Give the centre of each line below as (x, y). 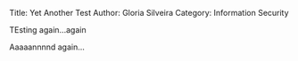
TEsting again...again (48, 30)
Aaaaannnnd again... (47, 47)
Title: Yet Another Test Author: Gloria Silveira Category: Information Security (149, 13)
